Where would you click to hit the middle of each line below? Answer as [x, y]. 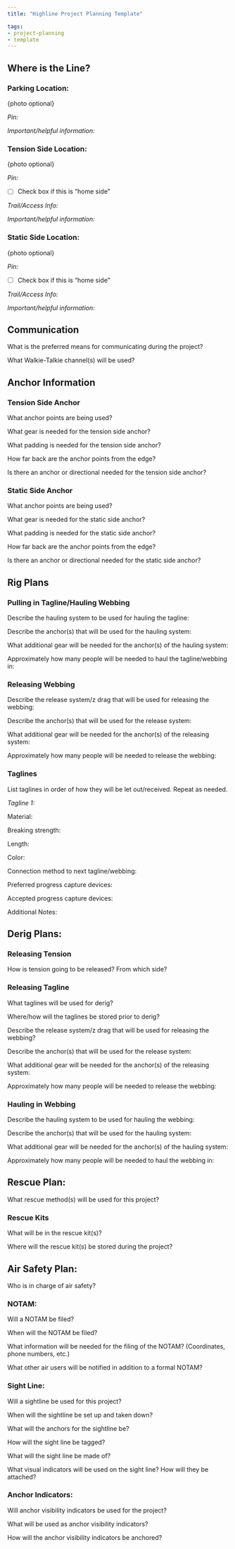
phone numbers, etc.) [39, 1354]
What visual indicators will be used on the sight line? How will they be [108, 1469]
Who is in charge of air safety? [52, 1285]
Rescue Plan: [37, 1183]
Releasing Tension [39, 954]
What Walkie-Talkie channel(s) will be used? [71, 360]
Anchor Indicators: [40, 1495]
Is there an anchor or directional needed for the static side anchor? [104, 561]
